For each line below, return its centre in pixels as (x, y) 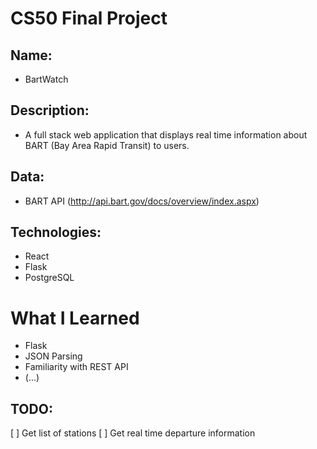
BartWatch (46, 79)
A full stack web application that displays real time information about (166, 134)
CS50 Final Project (89, 18)
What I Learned (75, 318)
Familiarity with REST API (76, 367)
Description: (50, 110)
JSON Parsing (53, 356)
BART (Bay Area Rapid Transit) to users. (107, 145)
